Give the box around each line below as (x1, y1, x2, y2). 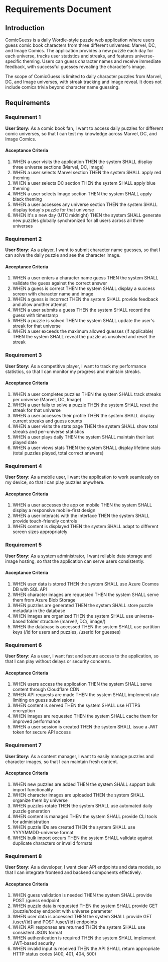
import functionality (12, 786, 54, 792)
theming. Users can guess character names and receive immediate (23, 58, 161, 64)
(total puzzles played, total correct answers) (12, 450, 104, 456)
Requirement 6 (5, 641, 42, 648)
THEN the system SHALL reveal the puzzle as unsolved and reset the (12, 334, 155, 340)
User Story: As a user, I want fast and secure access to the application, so (5, 653, 159, 659)
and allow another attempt (12, 302, 67, 308)
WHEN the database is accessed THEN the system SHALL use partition (12, 623, 160, 630)
